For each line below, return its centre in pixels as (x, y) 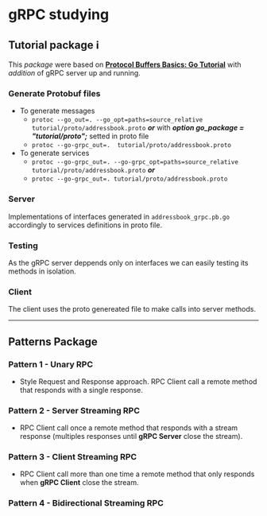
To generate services (54, 153)
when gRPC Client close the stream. (79, 483)
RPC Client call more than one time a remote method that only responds (137, 474)
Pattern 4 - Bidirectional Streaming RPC (86, 503)
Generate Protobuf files (54, 93)
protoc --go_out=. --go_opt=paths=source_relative (117, 120)
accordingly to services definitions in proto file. (85, 225)
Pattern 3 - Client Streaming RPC (73, 457)
